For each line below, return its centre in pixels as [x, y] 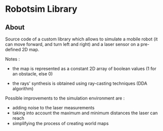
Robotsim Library [41, 9]
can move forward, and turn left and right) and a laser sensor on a [72, 44]
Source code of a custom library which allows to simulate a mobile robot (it [81, 39]
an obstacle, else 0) [32, 74]
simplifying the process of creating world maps [60, 123]
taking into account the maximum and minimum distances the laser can [85, 113]
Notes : [12, 59]
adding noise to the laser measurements [54, 108]
